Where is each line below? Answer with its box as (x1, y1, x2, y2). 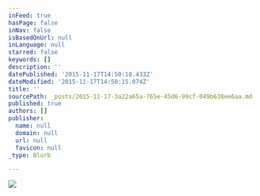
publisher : (8, 115, 44, 122)
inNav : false (8, 26, 51, 34)
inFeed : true (8, 11, 51, 20)
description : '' (8, 63, 62, 71)
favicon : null (15, 144, 62, 152)
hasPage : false (8, 19, 58, 27)
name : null (15, 122, 51, 130)
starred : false (8, 48, 58, 56)
